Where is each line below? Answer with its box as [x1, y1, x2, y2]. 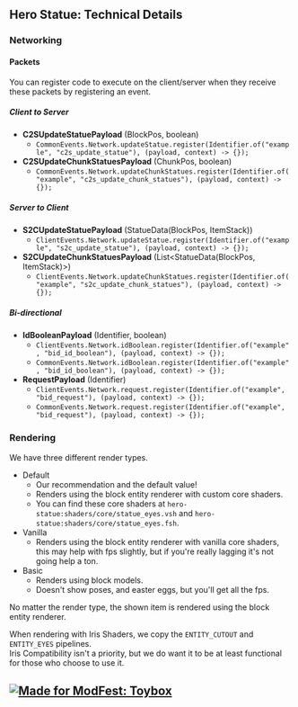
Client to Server [9, 107, 69, 118]
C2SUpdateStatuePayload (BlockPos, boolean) [22, 130, 199, 140]
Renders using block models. [35, 575, 144, 586]
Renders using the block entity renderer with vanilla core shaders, [35, 536, 280, 547]
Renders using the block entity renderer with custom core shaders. [35, 488, 284, 499]
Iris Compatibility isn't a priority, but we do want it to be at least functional [9, 648, 283, 658]
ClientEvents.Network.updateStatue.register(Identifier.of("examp [35, 236, 290, 246]
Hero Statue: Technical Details [9, 7, 183, 22]
